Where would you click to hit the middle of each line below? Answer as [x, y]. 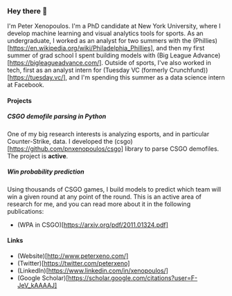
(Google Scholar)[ [43, 278]
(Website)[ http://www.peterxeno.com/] [73, 256]
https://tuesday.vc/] [37, 77]
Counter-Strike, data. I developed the [60, 141]
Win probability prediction [46, 172]
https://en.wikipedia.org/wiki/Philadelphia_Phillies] [81, 48]
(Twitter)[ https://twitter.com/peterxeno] [73, 263]
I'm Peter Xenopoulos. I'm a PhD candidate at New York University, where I [114, 26]
